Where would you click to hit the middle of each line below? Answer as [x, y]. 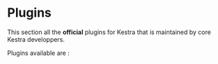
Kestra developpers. [36, 39]
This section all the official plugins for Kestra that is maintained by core [109, 32]
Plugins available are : [39, 53]
